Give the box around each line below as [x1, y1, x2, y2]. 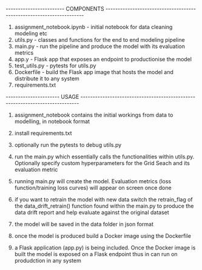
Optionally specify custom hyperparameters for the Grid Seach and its [14, 160, 190, 166]
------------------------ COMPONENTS [5, 5, 104, 12]
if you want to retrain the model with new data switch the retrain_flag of [14, 196, 194, 203]
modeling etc [14, 30, 48, 37]
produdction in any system [14, 257, 81, 264]
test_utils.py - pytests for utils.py [14, 62, 96, 69]
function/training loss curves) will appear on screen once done [14, 184, 172, 191]
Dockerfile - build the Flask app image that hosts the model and [14, 69, 173, 75]
